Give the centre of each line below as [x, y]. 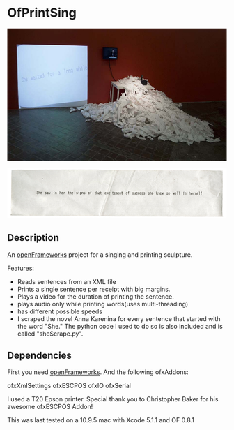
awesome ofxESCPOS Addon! [50, 407]
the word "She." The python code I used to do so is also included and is [120, 326]
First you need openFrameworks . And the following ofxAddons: [98, 372]
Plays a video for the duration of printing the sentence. [95, 296]
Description [33, 238]
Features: [21, 268]
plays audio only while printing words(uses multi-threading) [103, 304]
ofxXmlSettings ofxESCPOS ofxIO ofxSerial [69, 386]
